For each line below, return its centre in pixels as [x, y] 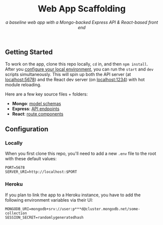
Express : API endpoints [36, 109]
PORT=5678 [15, 168]
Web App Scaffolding [82, 9]
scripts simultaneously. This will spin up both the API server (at [68, 74]
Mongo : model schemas [36, 103]
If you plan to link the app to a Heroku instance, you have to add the [73, 195]
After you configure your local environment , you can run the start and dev [79, 69]
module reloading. [23, 84]
